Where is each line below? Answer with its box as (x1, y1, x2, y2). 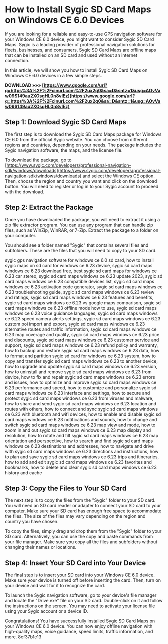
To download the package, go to (5, 157, 72, 163)
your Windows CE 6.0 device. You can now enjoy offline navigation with (5, 623, 153, 629)
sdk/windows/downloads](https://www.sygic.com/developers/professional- (5, 167, 161, 173)
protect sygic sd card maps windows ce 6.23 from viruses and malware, (5, 395, 154, 401)
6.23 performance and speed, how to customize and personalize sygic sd (5, 384, 157, 391)
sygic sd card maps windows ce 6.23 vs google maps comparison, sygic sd (5, 299, 161, 306)
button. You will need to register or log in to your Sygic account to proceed (5, 183, 159, 189)
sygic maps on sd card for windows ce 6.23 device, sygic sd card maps (5, 262, 153, 268)
